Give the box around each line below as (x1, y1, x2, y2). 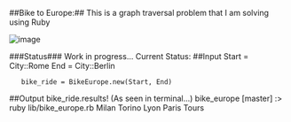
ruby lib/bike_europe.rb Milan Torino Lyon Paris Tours (9, 103, 205, 113)
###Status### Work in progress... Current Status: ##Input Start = (9, 51, 249, 61)
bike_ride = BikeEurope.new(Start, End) (20, 78, 173, 87)
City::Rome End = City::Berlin (9, 61, 115, 71)
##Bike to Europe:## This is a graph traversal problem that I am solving (9, 8, 269, 18)
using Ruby (9, 17, 51, 27)
